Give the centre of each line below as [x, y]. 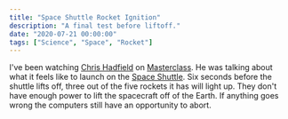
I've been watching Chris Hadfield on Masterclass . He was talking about [141, 67]
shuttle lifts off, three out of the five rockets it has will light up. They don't [143, 86]
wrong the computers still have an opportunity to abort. [110, 105]
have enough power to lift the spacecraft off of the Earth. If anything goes [144, 96]
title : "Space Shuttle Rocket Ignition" [85, 17]
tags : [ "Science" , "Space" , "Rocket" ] [81, 42]
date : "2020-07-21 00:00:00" [63, 34]
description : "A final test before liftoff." [95, 26]
